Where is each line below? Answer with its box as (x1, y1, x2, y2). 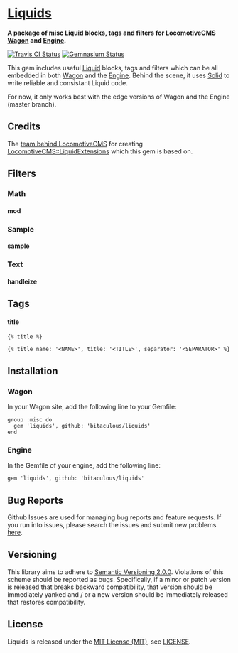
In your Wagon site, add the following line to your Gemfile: (7, 402, 178, 411)
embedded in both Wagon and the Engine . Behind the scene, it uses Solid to (7, 71, 230, 80)
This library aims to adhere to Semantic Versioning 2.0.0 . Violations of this (7, 567, 224, 576)
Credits (7, 121, 41, 133)
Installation (7, 365, 58, 377)
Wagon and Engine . (7, 36, 66, 44)
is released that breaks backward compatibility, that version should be (7, 583, 213, 591)
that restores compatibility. (7, 598, 86, 606)
